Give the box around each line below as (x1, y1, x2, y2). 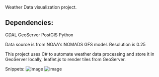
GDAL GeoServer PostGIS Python (5, 32, 74, 38)
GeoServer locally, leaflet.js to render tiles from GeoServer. (5, 56, 126, 62)
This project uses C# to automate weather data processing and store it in (5, 51, 155, 57)
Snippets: (5, 66, 25, 72)
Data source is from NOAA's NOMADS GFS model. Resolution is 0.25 (5, 41, 146, 47)
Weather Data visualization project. (5, 4, 77, 10)
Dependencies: (5, 18, 54, 27)
